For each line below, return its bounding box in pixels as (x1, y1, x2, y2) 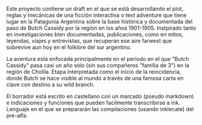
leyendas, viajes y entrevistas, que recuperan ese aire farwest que (6, 37, 172, 44)
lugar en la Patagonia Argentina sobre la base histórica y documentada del (6, 18, 193, 25)
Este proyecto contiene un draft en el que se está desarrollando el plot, (6, 5, 184, 12)
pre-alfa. (6, 112, 29, 119)
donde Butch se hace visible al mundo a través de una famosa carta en (6, 75, 184, 82)
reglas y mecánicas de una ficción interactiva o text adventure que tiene (6, 11, 187, 19)
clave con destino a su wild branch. (6, 81, 95, 88)
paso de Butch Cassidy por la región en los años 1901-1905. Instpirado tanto (6, 24, 197, 31)
